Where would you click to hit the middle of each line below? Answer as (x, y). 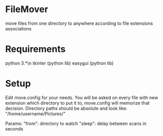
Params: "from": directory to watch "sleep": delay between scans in (76, 123)
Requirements (35, 49)
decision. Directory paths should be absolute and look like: (66, 108)
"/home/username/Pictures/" (35, 114)
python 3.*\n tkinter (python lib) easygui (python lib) (59, 63)
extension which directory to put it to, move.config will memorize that (77, 103)
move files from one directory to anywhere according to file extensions (79, 23)
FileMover (27, 9)
